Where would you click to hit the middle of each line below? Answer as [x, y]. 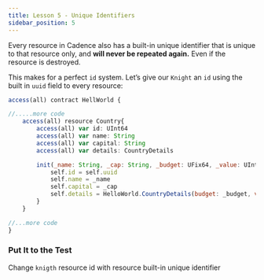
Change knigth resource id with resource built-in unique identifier [115, 267]
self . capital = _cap [84, 187]
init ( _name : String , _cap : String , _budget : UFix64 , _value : [139, 165]
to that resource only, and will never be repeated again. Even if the [117, 53]
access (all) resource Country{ [73, 122]
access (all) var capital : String [91, 143]
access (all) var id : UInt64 [82, 129]
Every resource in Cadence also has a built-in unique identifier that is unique [132, 45]
